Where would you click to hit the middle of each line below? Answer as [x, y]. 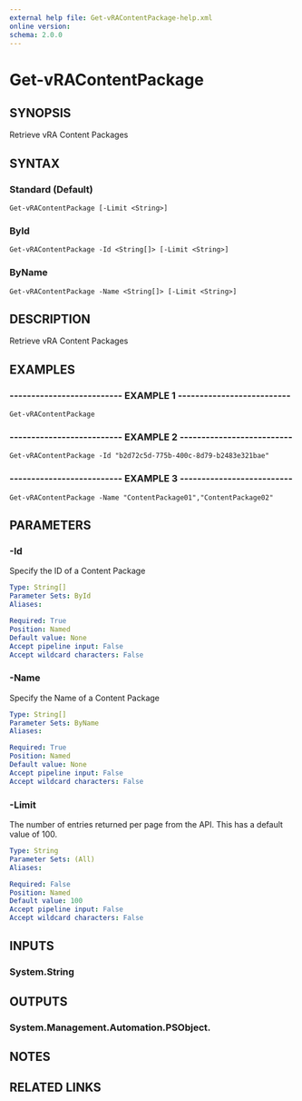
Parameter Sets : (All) [52, 859]
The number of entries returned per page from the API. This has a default [146, 825]
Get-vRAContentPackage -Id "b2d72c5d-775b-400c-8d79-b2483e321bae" [140, 456]
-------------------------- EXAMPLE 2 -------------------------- [151, 437]
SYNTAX [35, 163]
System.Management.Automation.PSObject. [110, 1027]
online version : [40, 26]
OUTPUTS [39, 1002]
